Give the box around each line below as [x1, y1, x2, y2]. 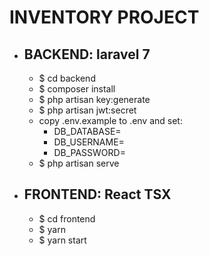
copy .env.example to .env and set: [38, 115, 183, 126]
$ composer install [38, 83, 116, 95]
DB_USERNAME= [53, 136, 125, 148]
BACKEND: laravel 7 [23, 46, 151, 63]
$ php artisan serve [38, 157, 120, 169]
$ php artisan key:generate [38, 94, 151, 105]
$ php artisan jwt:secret [38, 104, 137, 116]
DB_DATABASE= [53, 126, 122, 137]
